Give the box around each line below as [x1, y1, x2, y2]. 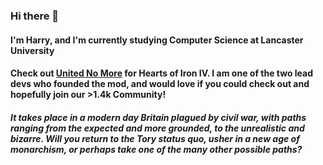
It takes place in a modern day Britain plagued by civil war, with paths [10, 111, 307, 123]
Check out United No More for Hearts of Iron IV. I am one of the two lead [10, 67, 314, 79]
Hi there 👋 [10, 9, 60, 23]
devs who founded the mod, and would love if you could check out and [10, 78, 310, 90]
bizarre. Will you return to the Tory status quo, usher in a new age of [10, 132, 300, 144]
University [10, 44, 55, 56]
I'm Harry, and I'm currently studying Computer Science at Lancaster [10, 34, 304, 46]
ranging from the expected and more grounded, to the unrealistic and [10, 122, 305, 134]
